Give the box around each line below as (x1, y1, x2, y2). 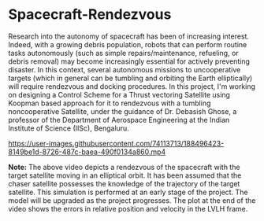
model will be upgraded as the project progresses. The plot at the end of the (8, 195, 256, 205)
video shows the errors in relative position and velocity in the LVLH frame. (8, 204, 248, 213)
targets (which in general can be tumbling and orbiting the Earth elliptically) (8, 73, 253, 83)
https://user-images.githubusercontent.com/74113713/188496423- (8, 138, 225, 148)
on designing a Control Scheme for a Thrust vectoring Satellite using (8, 90, 231, 99)
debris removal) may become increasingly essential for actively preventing (8, 57, 251, 66)
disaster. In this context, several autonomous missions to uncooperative (8, 64, 241, 74)
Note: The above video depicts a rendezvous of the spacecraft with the (8, 162, 240, 171)
